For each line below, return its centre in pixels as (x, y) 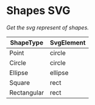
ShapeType (27, 42)
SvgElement (68, 42)
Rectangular (27, 92)
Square (20, 82)
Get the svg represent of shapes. (48, 27)
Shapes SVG (38, 11)
